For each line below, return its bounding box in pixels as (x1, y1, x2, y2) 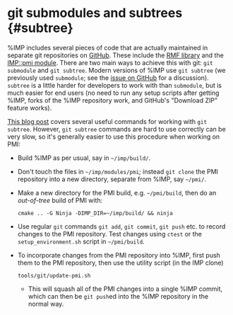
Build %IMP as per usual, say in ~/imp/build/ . (17, 154, 151, 162)
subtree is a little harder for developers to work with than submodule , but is (7, 81, 222, 89)
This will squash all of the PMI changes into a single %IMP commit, (28, 285, 223, 293)
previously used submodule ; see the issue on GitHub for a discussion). (7, 73, 210, 82)
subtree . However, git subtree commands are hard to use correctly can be (7, 125, 226, 133)
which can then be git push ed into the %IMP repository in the (28, 292, 209, 300)
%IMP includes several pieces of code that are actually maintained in (7, 43, 208, 52)
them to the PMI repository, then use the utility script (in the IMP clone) (17, 258, 224, 267)
